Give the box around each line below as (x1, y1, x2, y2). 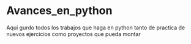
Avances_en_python (6, 4, 113, 18)
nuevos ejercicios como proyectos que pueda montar (6, 30, 141, 37)
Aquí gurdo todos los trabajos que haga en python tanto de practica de (6, 24, 185, 31)
